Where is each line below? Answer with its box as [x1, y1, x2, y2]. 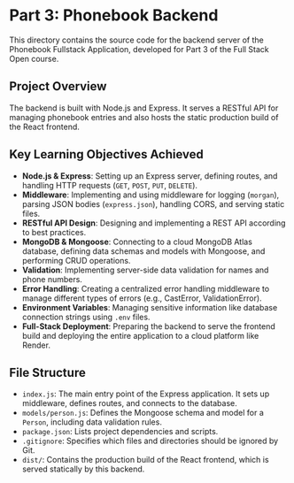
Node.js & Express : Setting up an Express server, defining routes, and [21, 170, 278, 181]
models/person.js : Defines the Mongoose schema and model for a [21, 408, 264, 418]
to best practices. [21, 226, 87, 237]
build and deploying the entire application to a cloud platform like [21, 330, 259, 341]
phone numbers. [21, 273, 82, 284]
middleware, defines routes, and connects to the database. [21, 398, 237, 409]
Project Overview [9, 79, 107, 94]
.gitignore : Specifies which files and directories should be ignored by [21, 435, 279, 447]
